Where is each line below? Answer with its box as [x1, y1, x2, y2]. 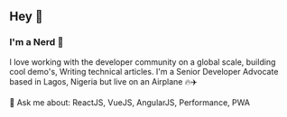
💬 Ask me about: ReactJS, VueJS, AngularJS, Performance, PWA [9, 96, 251, 108]
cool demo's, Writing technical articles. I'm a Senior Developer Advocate [9, 66, 279, 76]
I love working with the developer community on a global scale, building [9, 56, 276, 67]
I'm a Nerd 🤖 [9, 36, 64, 49]
